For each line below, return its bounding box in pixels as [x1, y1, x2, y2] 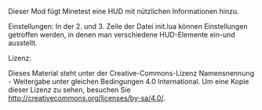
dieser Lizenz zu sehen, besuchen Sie [8, 85, 131, 94]
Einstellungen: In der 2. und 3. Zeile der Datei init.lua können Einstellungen [8, 22, 249, 30]
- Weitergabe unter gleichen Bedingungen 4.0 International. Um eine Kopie [8, 77, 249, 86]
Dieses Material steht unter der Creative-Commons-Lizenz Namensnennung [8, 69, 255, 77]
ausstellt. [8, 38, 38, 48]
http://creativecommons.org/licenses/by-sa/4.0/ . [8, 94, 166, 102]
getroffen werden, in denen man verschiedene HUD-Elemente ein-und [8, 30, 235, 39]
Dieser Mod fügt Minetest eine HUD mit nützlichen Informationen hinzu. [8, 7, 239, 16]
